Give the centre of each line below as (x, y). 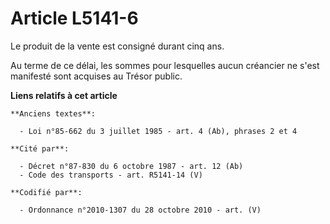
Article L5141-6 (74, 18)
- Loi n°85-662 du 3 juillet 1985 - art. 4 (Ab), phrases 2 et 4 (158, 131)
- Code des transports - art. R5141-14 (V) (111, 175)
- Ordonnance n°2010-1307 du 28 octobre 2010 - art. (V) (140, 210)
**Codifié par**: (46, 192)
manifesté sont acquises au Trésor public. (96, 76)
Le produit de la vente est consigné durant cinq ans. (117, 46)
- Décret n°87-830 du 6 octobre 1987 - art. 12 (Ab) (131, 166)
